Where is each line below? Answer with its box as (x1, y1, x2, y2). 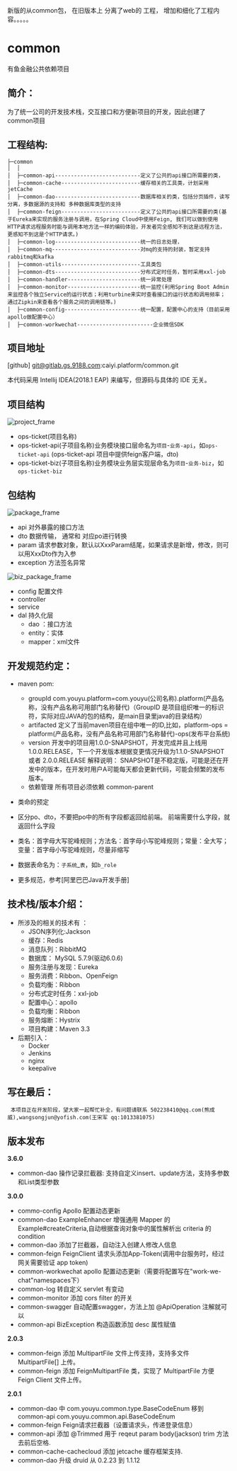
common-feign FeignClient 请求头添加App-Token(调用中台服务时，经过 (17, 1249, 225, 1258)
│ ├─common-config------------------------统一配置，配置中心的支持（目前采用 (7, 306, 230, 313)
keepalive (28, 1064, 57, 1072)
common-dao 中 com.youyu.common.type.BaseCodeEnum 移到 (17, 1404, 204, 1413)
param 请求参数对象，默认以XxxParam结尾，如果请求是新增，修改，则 (17, 541, 223, 549)
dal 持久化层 (17, 611, 54, 619)
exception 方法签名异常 (17, 559, 86, 566)
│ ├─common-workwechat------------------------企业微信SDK (7, 321, 184, 328)
